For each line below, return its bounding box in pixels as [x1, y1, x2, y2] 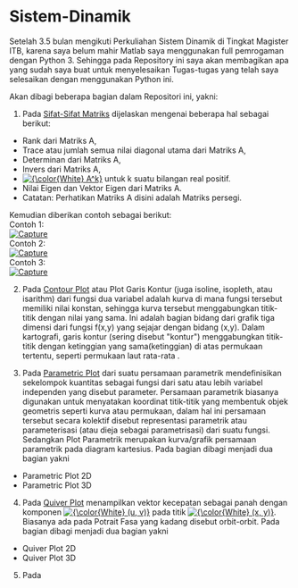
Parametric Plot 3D [21, 480, 92, 491]
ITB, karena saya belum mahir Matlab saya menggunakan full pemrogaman [9, 45, 284, 55]
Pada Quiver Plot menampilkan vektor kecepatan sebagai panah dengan [21, 497, 288, 508]
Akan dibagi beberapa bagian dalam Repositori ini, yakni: [9, 91, 219, 102]
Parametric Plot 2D [21, 470, 92, 481]
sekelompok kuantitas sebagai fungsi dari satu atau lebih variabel [21, 377, 263, 388]
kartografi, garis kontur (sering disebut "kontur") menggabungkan [21, 331, 265, 341]
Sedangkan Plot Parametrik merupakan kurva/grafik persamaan [21, 433, 257, 444]
